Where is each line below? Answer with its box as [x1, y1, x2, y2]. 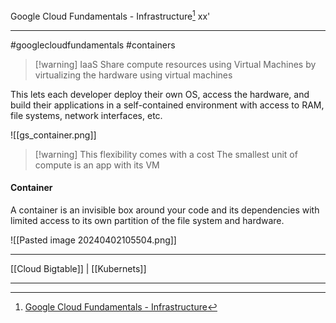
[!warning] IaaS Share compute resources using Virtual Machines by [34, 58, 317, 70]
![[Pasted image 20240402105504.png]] [10, 234, 177, 246]
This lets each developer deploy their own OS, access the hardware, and [10, 88, 310, 100]
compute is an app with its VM [34, 159, 160, 171]
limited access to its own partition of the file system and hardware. [10, 214, 285, 226]
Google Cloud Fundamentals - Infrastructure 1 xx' [10, 9, 211, 22]
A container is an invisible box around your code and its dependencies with [10, 204, 320, 216]
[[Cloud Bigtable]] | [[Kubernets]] [10, 262, 147, 274]
